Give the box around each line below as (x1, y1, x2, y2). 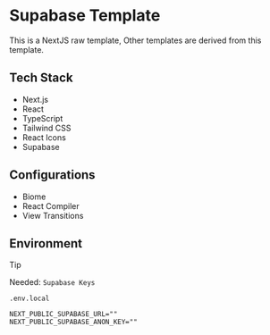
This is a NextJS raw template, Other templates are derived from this (9, 35, 262, 46)
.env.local (9, 294, 50, 304)
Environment (9, 236, 83, 251)
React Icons (21, 131, 67, 143)
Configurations (9, 167, 96, 183)
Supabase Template (9, 5, 161, 26)
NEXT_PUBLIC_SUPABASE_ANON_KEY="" (9, 318, 139, 327)
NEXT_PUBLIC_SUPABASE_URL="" (9, 310, 118, 319)
